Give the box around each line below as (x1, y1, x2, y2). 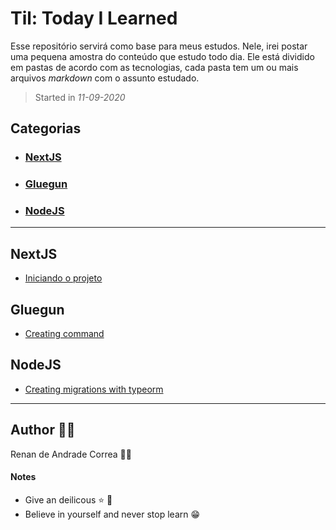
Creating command (24, 328, 105, 340)
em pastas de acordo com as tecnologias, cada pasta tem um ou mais (10, 61, 299, 73)
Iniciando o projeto (24, 272, 103, 284)
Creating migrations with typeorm (24, 383, 164, 395)
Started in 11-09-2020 (34, 91, 126, 103)
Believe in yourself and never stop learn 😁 (24, 508, 201, 520)
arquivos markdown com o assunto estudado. (10, 72, 200, 84)
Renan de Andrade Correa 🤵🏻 (10, 448, 132, 460)
